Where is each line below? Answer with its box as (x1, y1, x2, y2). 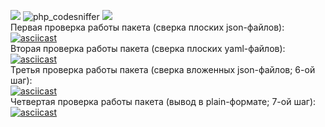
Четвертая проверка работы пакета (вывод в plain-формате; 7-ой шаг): (10, 96, 317, 107)
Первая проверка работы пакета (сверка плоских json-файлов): (10, 21, 285, 33)
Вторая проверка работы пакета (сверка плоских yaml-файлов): (10, 43, 286, 54)
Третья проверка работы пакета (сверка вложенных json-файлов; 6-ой (10, 64, 316, 75)
